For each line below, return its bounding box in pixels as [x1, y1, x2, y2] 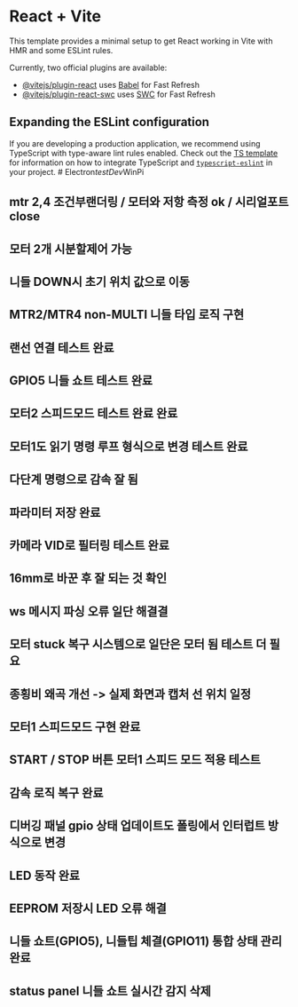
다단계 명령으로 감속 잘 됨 [9, 472, 139, 488]
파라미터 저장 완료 [9, 504, 101, 520]
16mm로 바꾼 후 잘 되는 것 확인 [9, 571, 168, 586]
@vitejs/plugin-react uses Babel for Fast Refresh [21, 79, 200, 90]
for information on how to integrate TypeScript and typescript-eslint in [9, 157, 273, 168]
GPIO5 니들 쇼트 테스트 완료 [9, 373, 153, 388]
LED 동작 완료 [9, 868, 81, 883]
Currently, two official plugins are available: [9, 62, 168, 73]
